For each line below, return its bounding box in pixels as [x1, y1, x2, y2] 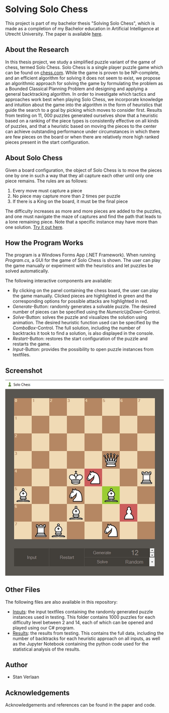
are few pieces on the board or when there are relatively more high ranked [5, 133, 159, 139]
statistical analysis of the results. [12, 646, 80, 652]
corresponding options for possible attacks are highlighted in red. [12, 298, 148, 304]
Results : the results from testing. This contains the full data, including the [12, 630, 164, 636]
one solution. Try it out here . [5, 224, 64, 230]
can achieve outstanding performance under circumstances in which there [5, 128, 160, 134]
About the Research [5, 45, 69, 54]
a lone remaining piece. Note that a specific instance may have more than [5, 219, 157, 225]
